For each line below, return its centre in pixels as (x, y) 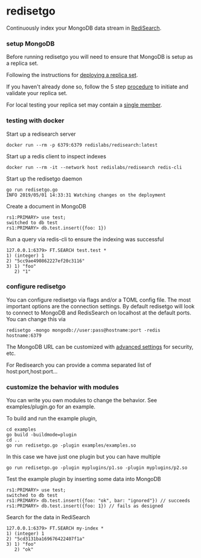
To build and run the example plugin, (52, 419)
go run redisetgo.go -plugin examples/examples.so (71, 446)
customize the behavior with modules (63, 387)
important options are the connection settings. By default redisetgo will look (101, 306)
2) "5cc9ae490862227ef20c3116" (46, 261)
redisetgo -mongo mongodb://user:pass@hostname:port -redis (84, 330)
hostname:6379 (24, 335)
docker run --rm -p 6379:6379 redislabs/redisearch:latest (82, 145)
